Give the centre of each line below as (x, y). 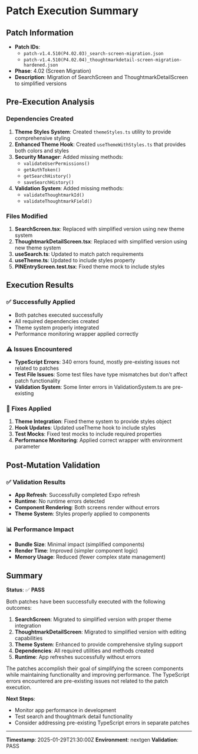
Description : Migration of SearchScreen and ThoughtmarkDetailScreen (101, 77)
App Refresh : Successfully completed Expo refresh (77, 495)
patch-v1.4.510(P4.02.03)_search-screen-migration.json (93, 54)
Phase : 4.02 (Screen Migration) (53, 71)
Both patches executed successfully (59, 315)
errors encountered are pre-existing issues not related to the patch (87, 681)
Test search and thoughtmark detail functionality (74, 717)
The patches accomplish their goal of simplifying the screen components (95, 668)
